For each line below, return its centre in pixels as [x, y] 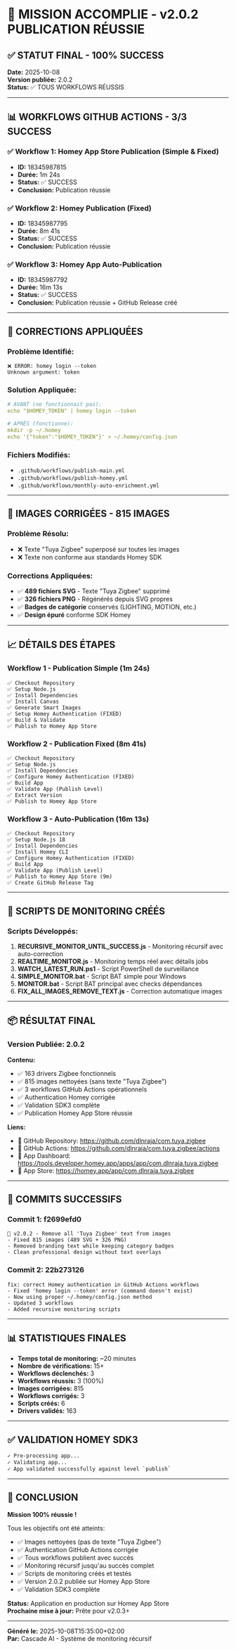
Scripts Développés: [43, 931]
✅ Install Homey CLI [38, 852]
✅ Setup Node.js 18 [36, 840]
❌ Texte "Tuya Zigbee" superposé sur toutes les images [98, 549]
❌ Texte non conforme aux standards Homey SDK [90, 557]
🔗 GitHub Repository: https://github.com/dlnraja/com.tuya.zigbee [111, 1141]
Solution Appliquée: [42, 390]
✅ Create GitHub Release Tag [51, 883]
